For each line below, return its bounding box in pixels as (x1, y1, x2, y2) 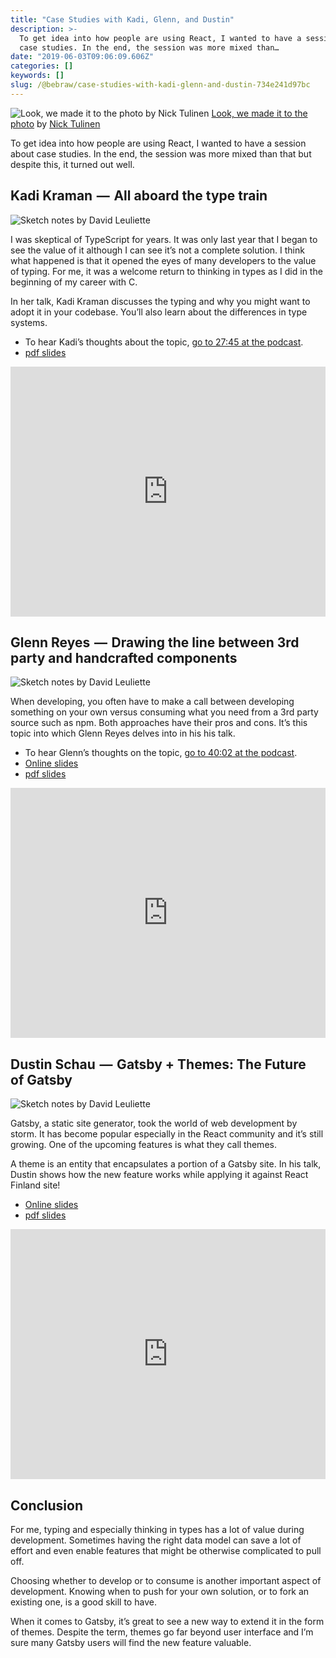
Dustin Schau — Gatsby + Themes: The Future (10, 1056, 307, 1073)
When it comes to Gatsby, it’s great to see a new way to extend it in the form (10, 1616, 325, 1627)
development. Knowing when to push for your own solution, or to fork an (10, 1586, 310, 1597)
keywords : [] (10, 71, 65, 81)
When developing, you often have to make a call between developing (10, 696, 295, 708)
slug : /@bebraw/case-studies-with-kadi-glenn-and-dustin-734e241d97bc (10, 80, 311, 90)
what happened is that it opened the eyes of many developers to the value (10, 254, 317, 266)
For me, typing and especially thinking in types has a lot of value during (10, 1524, 305, 1535)
